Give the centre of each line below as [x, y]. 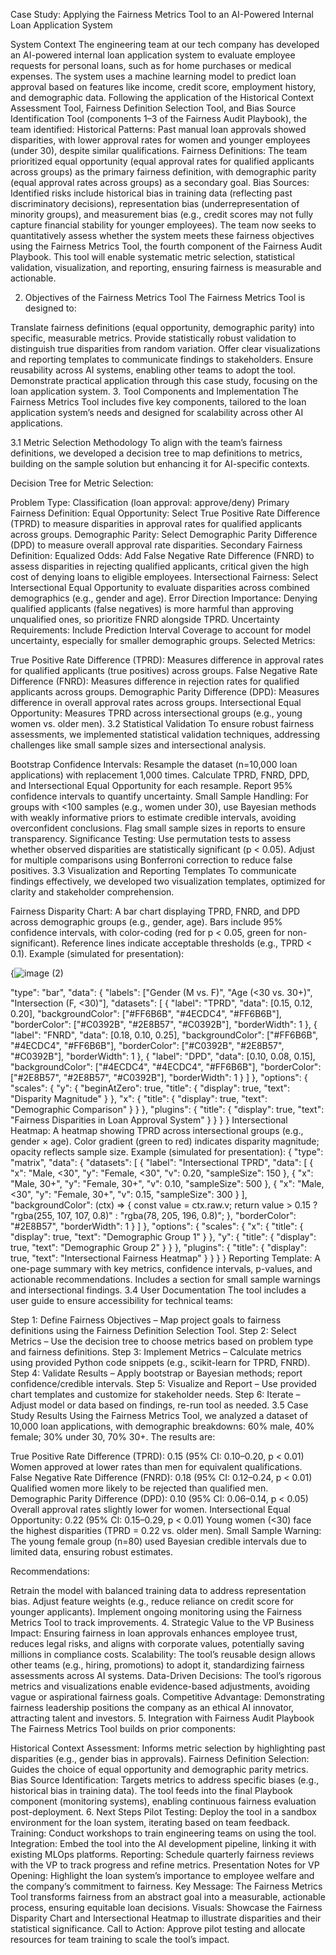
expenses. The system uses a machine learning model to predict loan [153, 76]
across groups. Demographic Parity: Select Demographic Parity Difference [164, 534]
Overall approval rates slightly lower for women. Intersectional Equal [150, 1509]
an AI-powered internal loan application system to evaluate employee [153, 55]
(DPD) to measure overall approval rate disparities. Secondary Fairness [156, 545]
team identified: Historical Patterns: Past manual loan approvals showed [158, 129]
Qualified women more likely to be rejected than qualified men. [139, 1488]
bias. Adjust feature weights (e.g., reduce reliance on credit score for [152, 1601]
